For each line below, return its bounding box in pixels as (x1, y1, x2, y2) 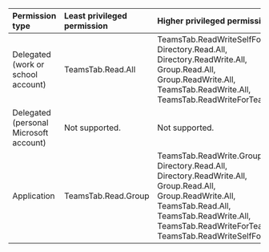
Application (12, 190, 55, 201)
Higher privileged (157, 15, 226, 26)
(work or (12, 59, 45, 70)
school (12, 69, 38, 79)
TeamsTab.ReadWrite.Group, (157, 150, 265, 161)
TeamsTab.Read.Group (63, 190, 150, 201)
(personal (12, 117, 49, 128)
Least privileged (63, 10, 128, 21)
